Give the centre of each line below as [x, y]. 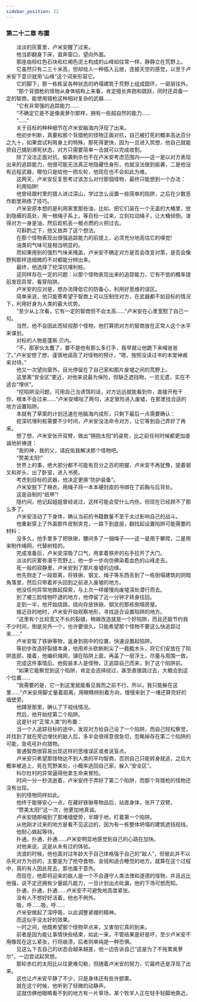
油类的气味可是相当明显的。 [50, 245]
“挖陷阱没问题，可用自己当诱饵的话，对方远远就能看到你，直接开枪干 [100, 391]
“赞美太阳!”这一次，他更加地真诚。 [58, 810]
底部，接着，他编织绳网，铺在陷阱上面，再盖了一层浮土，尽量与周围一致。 [101, 655]
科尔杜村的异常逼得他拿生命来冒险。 [60, 773]
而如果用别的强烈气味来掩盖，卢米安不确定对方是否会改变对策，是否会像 [103, 252]
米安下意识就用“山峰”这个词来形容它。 [52, 76]
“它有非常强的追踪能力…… [47, 106]
